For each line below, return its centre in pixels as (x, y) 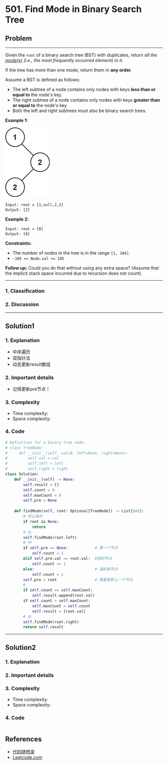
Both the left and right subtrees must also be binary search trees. (79, 111)
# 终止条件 (33, 516)
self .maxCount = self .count (61, 606)
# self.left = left (34, 464)
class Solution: (22, 474)
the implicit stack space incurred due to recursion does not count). (74, 273)
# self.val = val (32, 458)
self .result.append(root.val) (63, 596)
